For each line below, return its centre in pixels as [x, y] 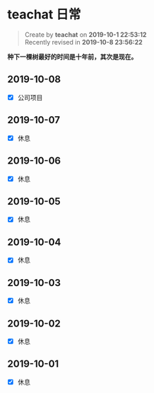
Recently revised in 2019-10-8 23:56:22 [83, 42]
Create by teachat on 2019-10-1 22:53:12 [85, 34]
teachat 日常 [44, 15]
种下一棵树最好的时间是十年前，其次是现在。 [72, 57]
